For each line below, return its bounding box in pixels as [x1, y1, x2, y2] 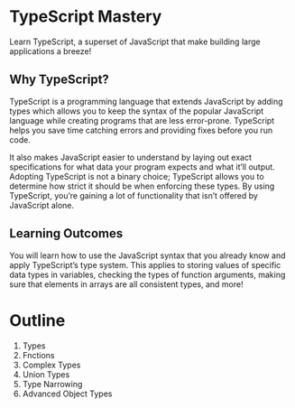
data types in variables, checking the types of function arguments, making [9, 269, 286, 280]
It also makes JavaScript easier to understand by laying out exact [9, 152, 253, 162]
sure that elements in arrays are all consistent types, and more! [9, 278, 244, 290]
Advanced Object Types [22, 388, 113, 399]
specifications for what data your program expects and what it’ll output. [9, 161, 275, 172]
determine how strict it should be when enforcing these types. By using [9, 181, 275, 191]
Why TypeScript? [9, 72, 110, 88]
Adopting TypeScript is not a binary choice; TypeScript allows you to [9, 171, 264, 181]
